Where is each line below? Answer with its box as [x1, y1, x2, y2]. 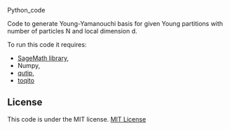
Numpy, [17, 62, 41, 69]
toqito [17, 76, 35, 85]
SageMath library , [17, 54, 69, 62]
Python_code [7, 6, 46, 14]
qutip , [17, 69, 35, 77]
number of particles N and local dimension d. [7, 27, 138, 35]
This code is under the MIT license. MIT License [7, 115, 147, 123]
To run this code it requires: [7, 41, 87, 48]
